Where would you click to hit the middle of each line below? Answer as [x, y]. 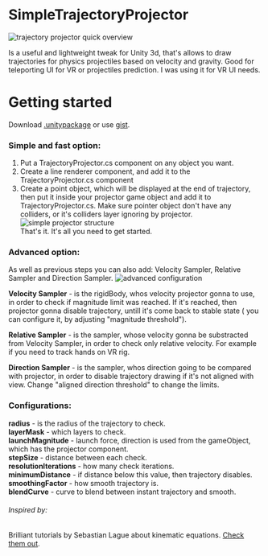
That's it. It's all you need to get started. [86, 232]
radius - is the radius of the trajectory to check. [87, 423]
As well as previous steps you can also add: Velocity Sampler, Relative [125, 270]
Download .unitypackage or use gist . [69, 124]
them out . [24, 543]
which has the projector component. [68, 449]
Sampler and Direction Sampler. [61, 278]
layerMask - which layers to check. [67, 431]
